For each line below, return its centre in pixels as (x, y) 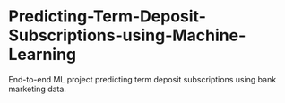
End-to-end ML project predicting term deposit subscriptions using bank (142, 79)
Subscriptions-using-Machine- (127, 35)
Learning (43, 55)
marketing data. (37, 89)
